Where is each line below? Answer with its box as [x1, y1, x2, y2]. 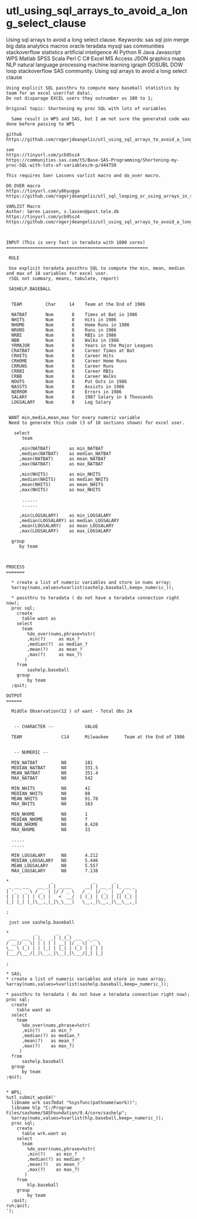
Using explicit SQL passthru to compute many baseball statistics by [6, 85, 180, 91]
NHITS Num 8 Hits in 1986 [11, 317, 117, 323]
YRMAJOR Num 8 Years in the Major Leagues [11, 343, 154, 348]
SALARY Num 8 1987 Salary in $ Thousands [11, 394, 154, 400]
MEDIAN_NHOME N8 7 [11, 816, 88, 822]
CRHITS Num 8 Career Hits [11, 353, 114, 358]
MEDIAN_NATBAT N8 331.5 [11, 765, 98, 770]
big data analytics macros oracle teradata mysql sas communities [6, 42, 164, 49]
